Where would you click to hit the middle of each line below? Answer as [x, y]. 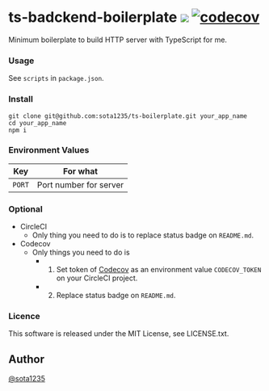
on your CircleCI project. [97, 278]
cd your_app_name [38, 123]
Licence [24, 317]
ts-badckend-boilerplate [93, 17]
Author [26, 359]
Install [21, 99]
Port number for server [80, 184]
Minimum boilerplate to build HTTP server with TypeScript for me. [118, 40]
